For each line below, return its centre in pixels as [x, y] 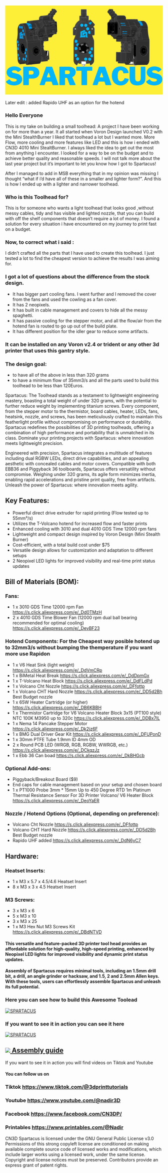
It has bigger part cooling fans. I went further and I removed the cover [84, 294]
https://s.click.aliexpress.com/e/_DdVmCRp [57, 670]
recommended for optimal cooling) [48, 623]
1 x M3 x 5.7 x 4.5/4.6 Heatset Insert [49, 881]
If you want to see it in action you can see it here [65, 1024]
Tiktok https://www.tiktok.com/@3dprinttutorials [67, 1087]
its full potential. [22, 987]
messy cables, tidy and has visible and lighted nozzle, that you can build [79, 213]
